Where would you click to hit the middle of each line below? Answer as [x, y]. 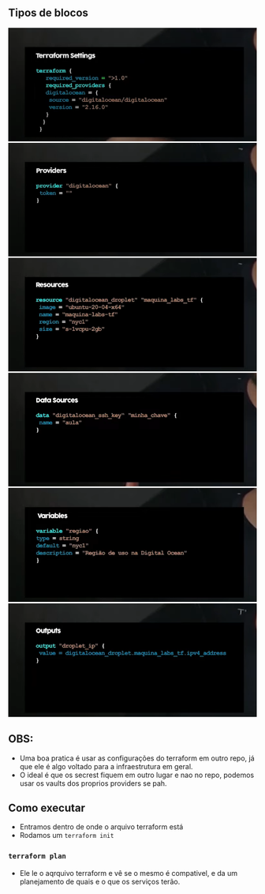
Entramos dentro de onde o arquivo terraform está [101, 827]
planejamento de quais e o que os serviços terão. [100, 881]
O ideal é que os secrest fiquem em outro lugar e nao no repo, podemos [137, 775]
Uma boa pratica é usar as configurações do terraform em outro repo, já [137, 758]
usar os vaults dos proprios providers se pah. [93, 783]
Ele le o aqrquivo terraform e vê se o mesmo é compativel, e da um [129, 873]
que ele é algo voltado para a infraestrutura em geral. [106, 766]
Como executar [47, 808]
